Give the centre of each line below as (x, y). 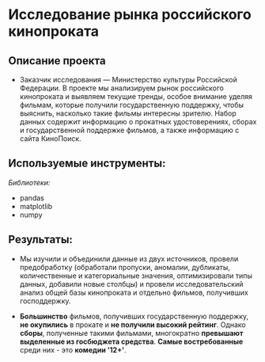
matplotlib (36, 206)
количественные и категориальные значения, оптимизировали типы (136, 276)
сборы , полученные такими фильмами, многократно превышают (131, 333)
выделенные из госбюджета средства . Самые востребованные (131, 341)
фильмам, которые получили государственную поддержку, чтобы (131, 105)
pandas (32, 198)
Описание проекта (57, 61)
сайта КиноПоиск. (50, 139)
